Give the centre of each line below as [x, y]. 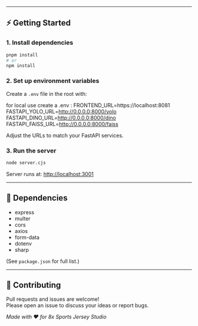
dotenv [23, 243]
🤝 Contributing [34, 285]
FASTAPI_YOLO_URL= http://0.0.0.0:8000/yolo [61, 111]
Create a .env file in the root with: [47, 94]
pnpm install [22, 55]
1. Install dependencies [40, 43]
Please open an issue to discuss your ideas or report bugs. [77, 305]
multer [22, 218]
